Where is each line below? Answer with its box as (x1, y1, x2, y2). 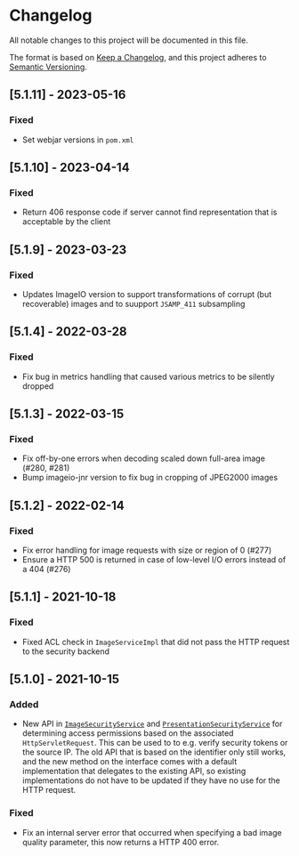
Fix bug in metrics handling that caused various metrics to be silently (21, 371, 275, 382)
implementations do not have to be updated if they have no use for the (21, 775, 280, 786)
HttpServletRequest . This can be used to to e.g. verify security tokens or (21, 738, 288, 748)
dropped (21, 380, 54, 392)
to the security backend (21, 646, 109, 657)
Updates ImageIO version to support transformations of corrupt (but (21, 289, 272, 299)
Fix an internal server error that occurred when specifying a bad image (21, 827, 282, 837)
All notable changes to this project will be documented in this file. (9, 35, 249, 45)
